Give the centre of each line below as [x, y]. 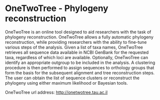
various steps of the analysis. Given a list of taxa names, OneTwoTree [74, 47]
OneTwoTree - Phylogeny [57, 8]
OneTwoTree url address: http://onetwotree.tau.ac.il [56, 92]
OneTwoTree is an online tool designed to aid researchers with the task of [78, 32]
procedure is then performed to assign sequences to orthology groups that [80, 67]
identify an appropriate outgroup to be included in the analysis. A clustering [80, 62]
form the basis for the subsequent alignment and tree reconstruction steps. [80, 73]
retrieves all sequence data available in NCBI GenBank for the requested [77, 52]
